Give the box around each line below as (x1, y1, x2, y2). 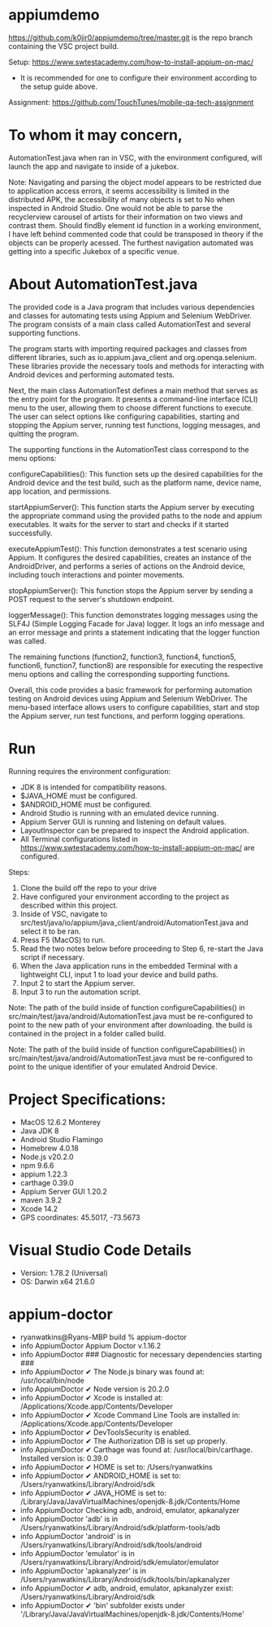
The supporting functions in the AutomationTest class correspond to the (8, 444, 249, 454)
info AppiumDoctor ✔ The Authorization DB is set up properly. (19, 1436, 227, 1445)
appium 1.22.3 (19, 1169, 67, 1179)
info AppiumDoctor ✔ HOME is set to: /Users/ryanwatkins (19, 1462, 213, 1471)
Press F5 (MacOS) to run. (19, 934, 106, 944)
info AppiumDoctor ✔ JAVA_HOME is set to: (19, 1488, 166, 1497)
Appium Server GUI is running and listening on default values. (19, 816, 227, 826)
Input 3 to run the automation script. (19, 987, 141, 996)
